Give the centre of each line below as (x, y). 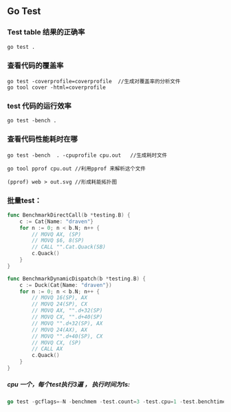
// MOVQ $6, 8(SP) (58, 241)
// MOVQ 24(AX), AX (60, 329)
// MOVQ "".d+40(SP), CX (67, 336)
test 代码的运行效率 (40, 106)
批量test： (24, 200)
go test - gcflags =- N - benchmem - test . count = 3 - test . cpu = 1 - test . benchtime (117, 402)
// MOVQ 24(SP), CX (60, 304)
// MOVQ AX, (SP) (56, 234)
